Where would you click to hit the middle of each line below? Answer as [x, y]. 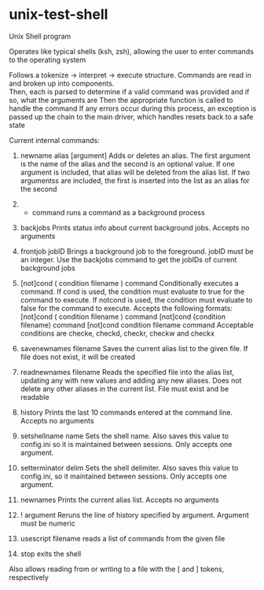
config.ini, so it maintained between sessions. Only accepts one [123, 476]
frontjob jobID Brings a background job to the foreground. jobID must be [137, 251]
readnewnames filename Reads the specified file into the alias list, [127, 372]
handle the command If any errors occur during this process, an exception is [133, 108]
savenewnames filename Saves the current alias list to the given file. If [134, 348]
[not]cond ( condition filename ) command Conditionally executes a [129, 283]
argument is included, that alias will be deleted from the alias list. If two [135, 172]
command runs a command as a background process [118, 212]
